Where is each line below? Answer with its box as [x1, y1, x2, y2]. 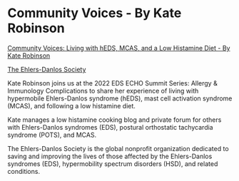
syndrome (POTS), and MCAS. [7, 130, 97, 139]
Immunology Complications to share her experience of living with [7, 86, 199, 95]
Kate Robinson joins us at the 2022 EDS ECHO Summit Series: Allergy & [7, 78, 218, 87]
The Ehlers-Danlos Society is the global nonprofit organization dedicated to [7, 144, 230, 152]
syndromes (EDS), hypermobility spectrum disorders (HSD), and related [7, 159, 218, 168]
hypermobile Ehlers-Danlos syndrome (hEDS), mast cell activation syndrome [7, 94, 233, 103]
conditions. [7, 167, 41, 175]
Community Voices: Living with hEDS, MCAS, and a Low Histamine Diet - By [7, 43, 230, 52]
